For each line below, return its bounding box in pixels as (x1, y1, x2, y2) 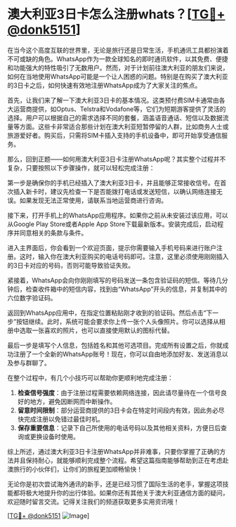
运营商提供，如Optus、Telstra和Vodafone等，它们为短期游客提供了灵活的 (13, 105, 226, 113)
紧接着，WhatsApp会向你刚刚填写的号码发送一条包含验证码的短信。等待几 (7, 275, 223, 285)
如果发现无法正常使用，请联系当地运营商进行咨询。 (19, 196, 167, 204)
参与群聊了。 (13, 358, 51, 367)
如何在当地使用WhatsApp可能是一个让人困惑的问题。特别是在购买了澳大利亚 (7, 72, 228, 81)
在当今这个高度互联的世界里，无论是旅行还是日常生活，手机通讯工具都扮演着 (7, 46, 229, 54)
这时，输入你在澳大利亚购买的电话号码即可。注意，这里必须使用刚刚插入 (19, 252, 229, 261)
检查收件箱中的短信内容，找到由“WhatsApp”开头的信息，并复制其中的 (25, 285, 228, 293)
